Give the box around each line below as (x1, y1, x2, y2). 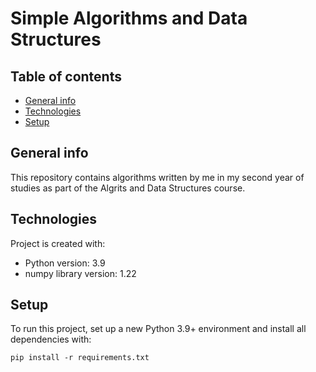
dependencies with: (10, 333, 92, 346)
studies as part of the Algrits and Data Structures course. (10, 182, 246, 194)
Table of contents (10, 68, 122, 85)
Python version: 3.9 (24, 257, 106, 269)
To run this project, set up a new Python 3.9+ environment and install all (10, 323, 307, 335)
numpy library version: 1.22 (24, 267, 137, 279)
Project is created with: (10, 237, 106, 249)
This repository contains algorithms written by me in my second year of (10, 171, 305, 183)
